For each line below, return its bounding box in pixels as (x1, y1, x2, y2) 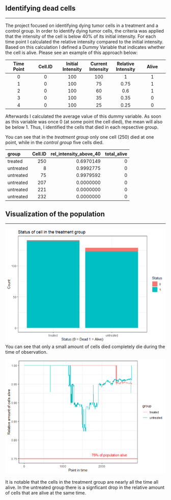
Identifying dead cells (5, 4, 76, 13)
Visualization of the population (5, 209, 105, 218)
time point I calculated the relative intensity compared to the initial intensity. (5, 38, 164, 45)
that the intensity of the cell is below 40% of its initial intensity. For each (5, 33, 156, 39)
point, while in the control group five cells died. (5, 140, 104, 146)
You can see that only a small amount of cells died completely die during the (5, 344, 165, 350)
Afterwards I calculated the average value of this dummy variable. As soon (5, 113, 161, 119)
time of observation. (5, 349, 48, 355)
